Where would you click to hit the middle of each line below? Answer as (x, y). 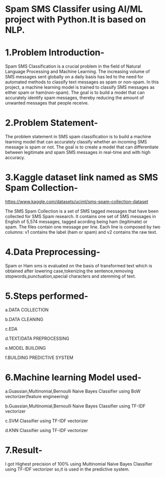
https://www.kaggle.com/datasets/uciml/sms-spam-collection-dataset (77, 202)
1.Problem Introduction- (55, 53)
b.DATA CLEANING (24, 319)
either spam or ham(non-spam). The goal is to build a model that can (75, 93)
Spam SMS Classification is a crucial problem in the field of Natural (73, 66)
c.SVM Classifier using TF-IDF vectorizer (47, 421)
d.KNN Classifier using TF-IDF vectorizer (47, 430)
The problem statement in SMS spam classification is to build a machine (78, 137)
